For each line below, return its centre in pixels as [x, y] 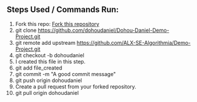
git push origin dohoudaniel [48, 80]
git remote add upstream [45, 42]
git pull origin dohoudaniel [47, 93]
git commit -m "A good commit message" [65, 74]
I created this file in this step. [50, 61]
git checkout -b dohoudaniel [50, 55]
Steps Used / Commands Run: [63, 10]
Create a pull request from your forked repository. [75, 86]
